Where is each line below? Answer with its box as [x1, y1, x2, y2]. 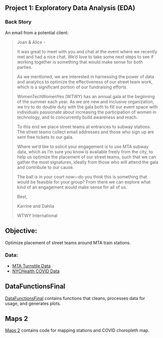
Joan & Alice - [17, 39, 46, 45]
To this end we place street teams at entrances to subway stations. [17, 124, 151, 129]
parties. [17, 64, 33, 70]
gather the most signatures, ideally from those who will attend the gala [17, 159, 159, 165]
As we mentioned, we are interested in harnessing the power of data [17, 73, 154, 80]
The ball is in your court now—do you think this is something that [17, 173, 147, 180]
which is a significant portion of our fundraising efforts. [17, 84, 128, 90]
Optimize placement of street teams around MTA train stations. [5, 239, 131, 246]
